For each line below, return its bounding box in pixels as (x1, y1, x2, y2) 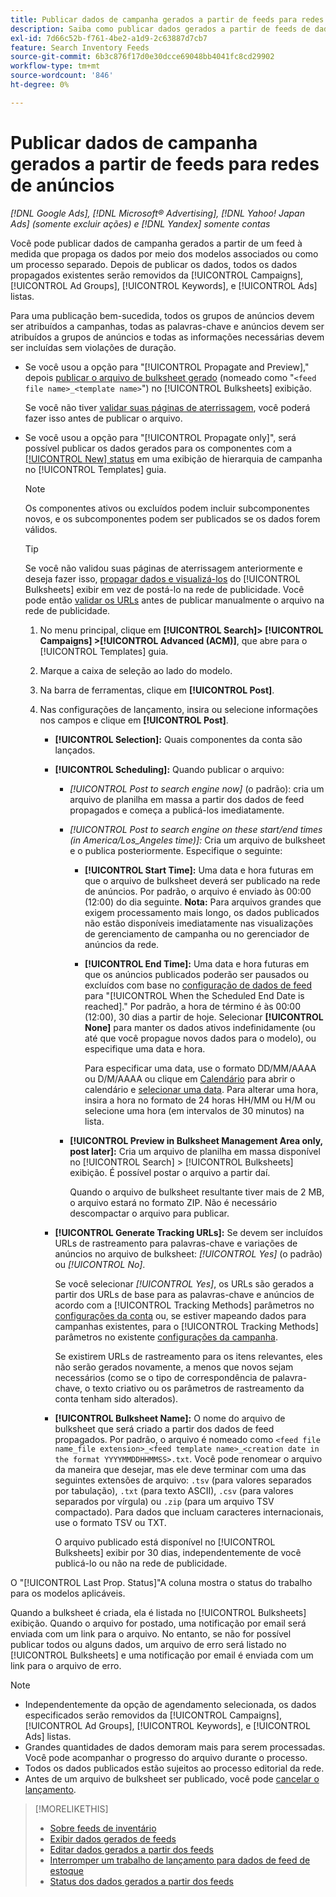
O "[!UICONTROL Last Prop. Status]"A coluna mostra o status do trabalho (10, 1576, 313, 1588)
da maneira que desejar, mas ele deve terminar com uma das (54, 1463, 307, 1475)
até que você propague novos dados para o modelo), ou (84, 1032, 317, 1044)
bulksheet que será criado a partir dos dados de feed (54, 1422, 275, 1435)
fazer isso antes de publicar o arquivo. (24, 412, 183, 424)
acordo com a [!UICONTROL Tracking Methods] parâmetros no (54, 1299, 315, 1311)
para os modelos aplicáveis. (10, 1587, 126, 1599)
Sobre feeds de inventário (49, 1822, 157, 1834)
